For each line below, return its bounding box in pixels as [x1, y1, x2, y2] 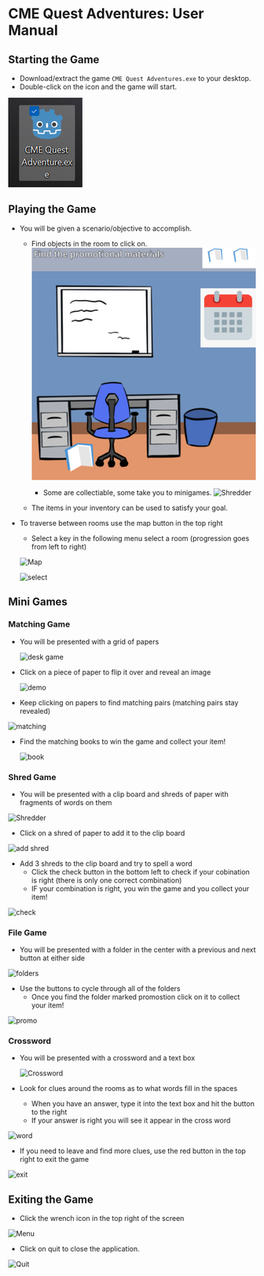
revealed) [19, 706, 51, 716]
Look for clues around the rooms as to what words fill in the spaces [19, 1084, 238, 1093]
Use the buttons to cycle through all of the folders [19, 984, 181, 993]
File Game [8, 926, 47, 938]
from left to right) [31, 542, 87, 551]
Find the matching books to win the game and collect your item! [19, 737, 226, 746]
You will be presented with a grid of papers [19, 637, 159, 646]
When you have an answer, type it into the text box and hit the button [31, 1099, 255, 1108]
